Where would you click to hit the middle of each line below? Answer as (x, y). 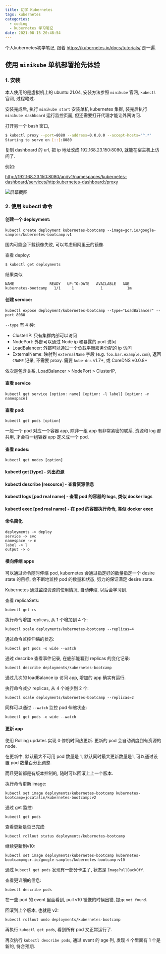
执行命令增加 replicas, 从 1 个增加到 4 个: (47, 620)
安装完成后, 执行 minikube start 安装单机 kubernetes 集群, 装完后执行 (76, 109)
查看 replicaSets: (22, 600)
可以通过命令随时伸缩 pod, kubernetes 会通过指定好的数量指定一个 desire (80, 573)
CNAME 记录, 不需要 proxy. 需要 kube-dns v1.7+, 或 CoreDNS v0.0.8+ (80, 360)
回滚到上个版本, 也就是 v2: (32, 910)
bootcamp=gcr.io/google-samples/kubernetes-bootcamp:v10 (65, 860)
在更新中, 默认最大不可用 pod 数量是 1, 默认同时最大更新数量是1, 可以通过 (79, 756)
